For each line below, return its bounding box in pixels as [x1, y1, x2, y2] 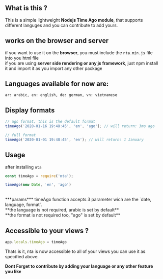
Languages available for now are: [5, 80, 109, 88]
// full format [5, 133, 36, 138]
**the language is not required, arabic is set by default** [5, 207, 119, 213]
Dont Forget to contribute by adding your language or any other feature [5, 263, 153, 269]
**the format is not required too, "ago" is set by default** [5, 212, 121, 218]
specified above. [5, 254, 39, 259]
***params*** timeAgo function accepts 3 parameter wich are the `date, [5, 197, 151, 203]
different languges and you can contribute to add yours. [5, 22, 118, 28]
